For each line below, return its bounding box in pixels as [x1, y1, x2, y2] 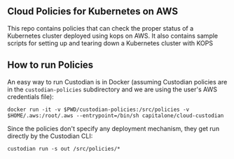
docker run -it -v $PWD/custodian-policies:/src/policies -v [7, 106, 190, 113]
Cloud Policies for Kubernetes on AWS [7, 6, 179, 17]
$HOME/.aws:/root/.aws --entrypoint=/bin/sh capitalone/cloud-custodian [7, 112, 224, 119]
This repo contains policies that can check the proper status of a [7, 24, 194, 32]
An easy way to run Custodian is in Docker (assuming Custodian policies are [7, 77, 228, 86]
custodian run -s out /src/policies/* [7, 145, 121, 152]
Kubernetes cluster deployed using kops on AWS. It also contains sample [7, 31, 219, 40]
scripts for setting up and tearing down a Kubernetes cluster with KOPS [7, 38, 214, 47]
